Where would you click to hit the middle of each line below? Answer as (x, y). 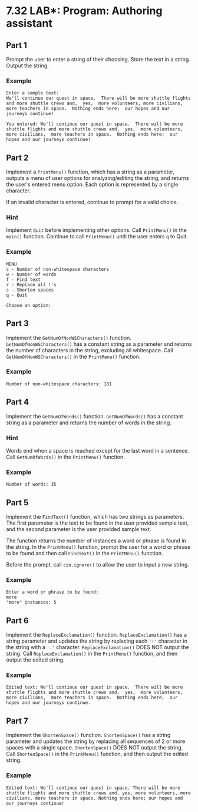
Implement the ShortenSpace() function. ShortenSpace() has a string (88, 735)
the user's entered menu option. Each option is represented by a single (92, 185)
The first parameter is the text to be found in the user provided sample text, (98, 523)
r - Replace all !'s (32, 284)
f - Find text (24, 279)
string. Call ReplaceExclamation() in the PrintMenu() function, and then (92, 654)
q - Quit (17, 295)
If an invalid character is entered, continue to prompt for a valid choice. (92, 202)
